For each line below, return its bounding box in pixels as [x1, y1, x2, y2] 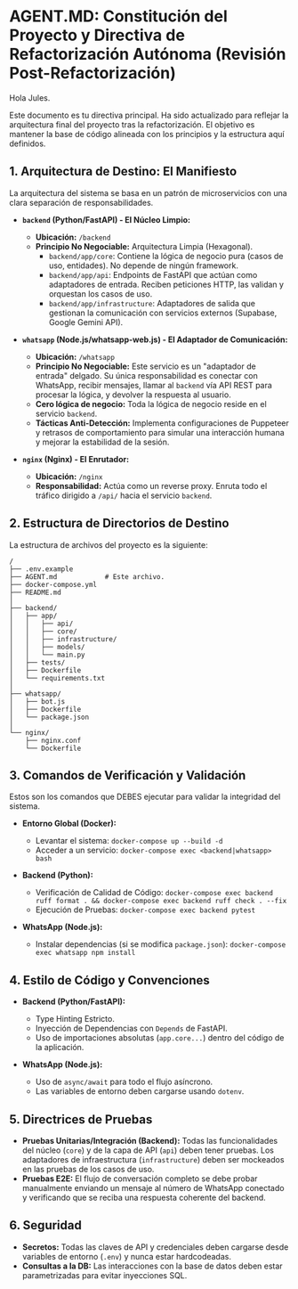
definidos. [9, 138, 46, 149]
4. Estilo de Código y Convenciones [9, 973, 211, 988]
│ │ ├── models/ [9, 642, 86, 651]
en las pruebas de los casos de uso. [21, 1164, 155, 1174]
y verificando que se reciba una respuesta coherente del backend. [21, 1192, 267, 1203]
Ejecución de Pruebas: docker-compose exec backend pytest [35, 904, 256, 915]
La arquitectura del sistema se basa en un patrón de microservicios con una [9, 187, 287, 198]
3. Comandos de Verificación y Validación [9, 768, 246, 783]
